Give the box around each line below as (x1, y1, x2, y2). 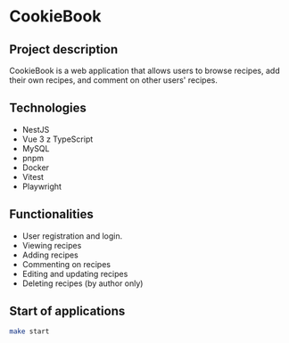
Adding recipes (21, 249, 78, 260)
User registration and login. (21, 230, 123, 241)
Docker (21, 162, 50, 173)
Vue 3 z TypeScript (21, 134, 94, 144)
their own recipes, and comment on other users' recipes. (9, 75, 219, 86)
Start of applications (9, 304, 126, 319)
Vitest (21, 171, 45, 182)
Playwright (21, 181, 62, 192)
